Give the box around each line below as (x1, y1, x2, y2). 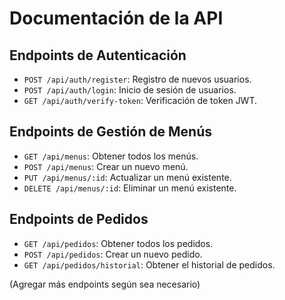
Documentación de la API (9, 7, 224, 30)
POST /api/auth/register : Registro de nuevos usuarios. (23, 73, 252, 85)
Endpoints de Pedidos (9, 211, 149, 228)
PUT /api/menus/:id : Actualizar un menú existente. (23, 171, 232, 183)
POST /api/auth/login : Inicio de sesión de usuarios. (23, 84, 237, 96)
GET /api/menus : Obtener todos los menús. (23, 150, 199, 162)
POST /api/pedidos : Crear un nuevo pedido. (23, 248, 203, 260)
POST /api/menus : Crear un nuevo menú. (23, 160, 189, 172)
